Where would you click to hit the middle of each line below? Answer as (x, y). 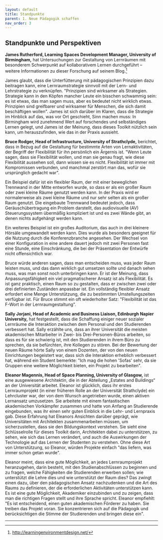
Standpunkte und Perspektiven (53, 43)
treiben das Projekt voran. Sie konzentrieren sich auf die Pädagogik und (77, 508)
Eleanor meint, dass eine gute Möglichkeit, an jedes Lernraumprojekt (74, 462)
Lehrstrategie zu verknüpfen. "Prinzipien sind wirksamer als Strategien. (76, 91)
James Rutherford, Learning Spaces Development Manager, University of (81, 55)
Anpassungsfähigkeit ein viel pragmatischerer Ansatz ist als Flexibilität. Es (79, 279)
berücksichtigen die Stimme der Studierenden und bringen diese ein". (75, 514)
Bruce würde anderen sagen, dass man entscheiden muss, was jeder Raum (81, 263)
